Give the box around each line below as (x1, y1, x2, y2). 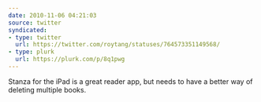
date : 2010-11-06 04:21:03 (8, 11, 97, 20)
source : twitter (8, 19, 62, 27)
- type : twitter (8, 33, 62, 42)
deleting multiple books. (8, 85, 87, 94)
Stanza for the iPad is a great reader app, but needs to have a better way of (8, 76, 253, 86)
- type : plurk (8, 48, 55, 56)
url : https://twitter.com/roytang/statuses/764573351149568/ (15, 41, 221, 49)
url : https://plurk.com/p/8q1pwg (15, 56, 125, 64)
